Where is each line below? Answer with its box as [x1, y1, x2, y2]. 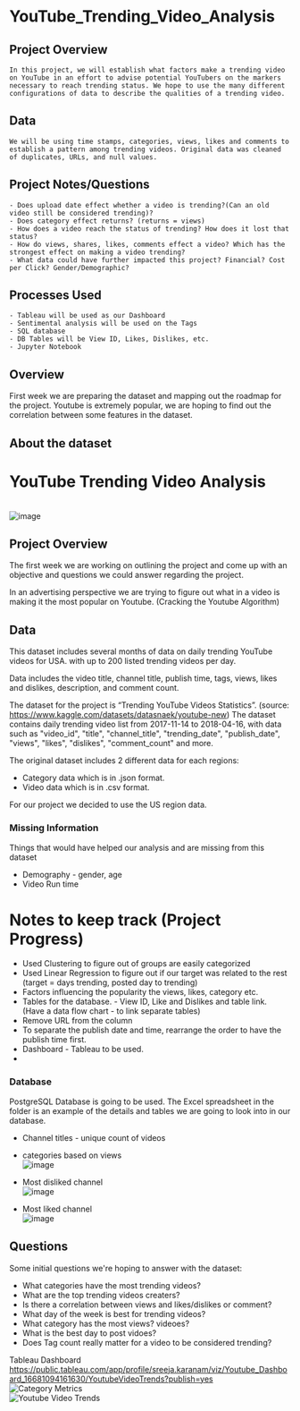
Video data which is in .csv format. [21, 782, 150, 793]
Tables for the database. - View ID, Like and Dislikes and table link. [21, 996, 268, 1007]
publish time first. [21, 1034, 87, 1045]
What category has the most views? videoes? [21, 1318, 190, 1329]
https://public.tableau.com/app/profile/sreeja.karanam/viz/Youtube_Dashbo [9, 1364, 287, 1374]
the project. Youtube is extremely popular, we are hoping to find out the [9, 400, 272, 411]
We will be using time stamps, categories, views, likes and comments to [9, 137, 290, 146]
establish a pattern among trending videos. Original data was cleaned [9, 145, 281, 154]
